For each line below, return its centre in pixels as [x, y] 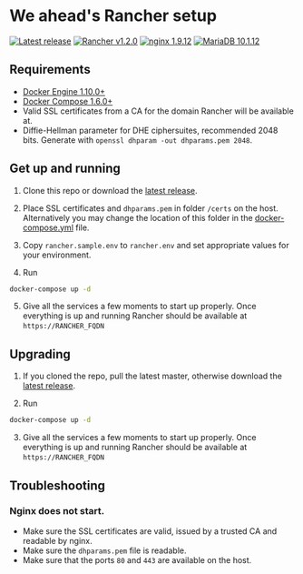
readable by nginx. [57, 540]
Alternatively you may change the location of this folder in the [137, 217]
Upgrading [40, 354]
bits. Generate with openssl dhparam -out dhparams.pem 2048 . [137, 140]
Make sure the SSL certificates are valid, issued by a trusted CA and [150, 531]
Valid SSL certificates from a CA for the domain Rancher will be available [158, 111]
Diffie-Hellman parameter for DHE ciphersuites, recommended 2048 [150, 130]
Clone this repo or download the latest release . [110, 190]
